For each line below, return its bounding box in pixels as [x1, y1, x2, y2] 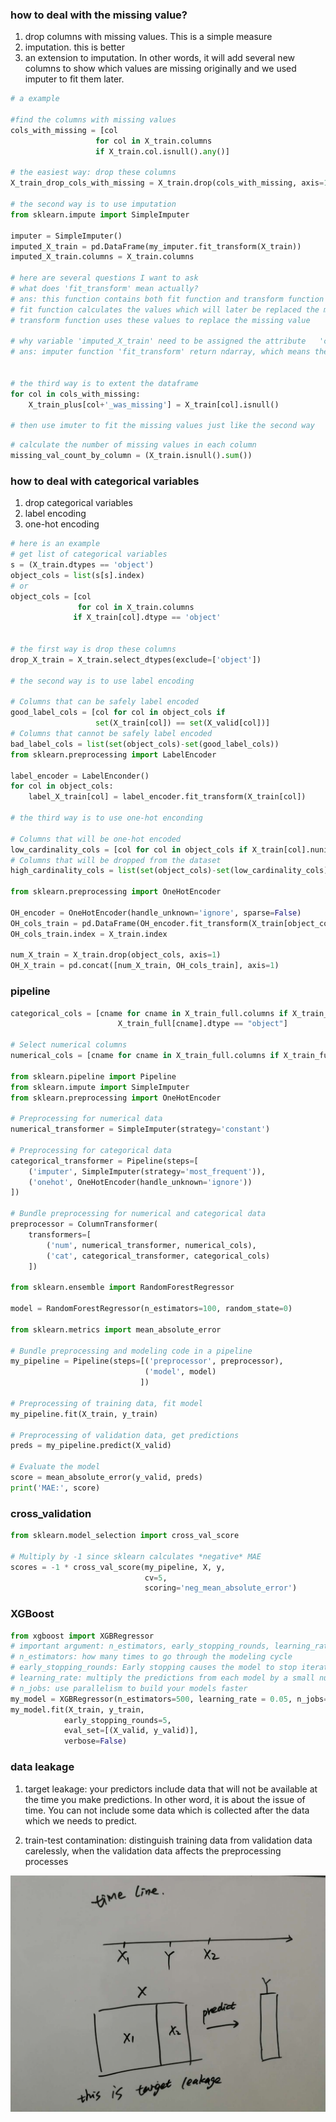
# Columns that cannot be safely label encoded [10, 729, 213, 739]
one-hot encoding [24, 518, 100, 530]
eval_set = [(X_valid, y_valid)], [63, 1726, 199, 1736]
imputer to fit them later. [24, 73, 125, 85]
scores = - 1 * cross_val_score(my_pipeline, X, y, [10, 1562, 226, 1572]
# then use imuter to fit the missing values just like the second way [10, 421, 315, 431]
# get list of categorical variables [10, 549, 168, 560]
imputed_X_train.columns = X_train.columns [10, 252, 195, 262]
